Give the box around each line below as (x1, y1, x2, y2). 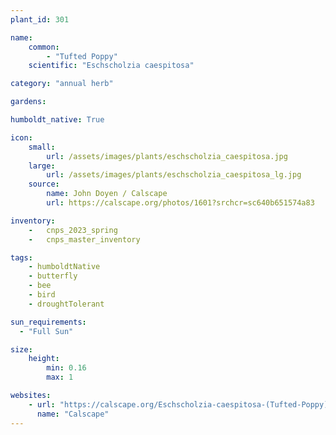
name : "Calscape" (36, 409, 110, 419)
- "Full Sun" (19, 326, 74, 336)
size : (10, 344, 33, 355)
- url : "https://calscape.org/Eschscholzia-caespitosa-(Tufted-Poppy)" (28, 399, 333, 410)
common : (28, 42, 60, 52)
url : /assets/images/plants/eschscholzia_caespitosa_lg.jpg (46, 170, 302, 180)
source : (28, 179, 60, 190)
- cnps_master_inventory (28, 234, 141, 245)
